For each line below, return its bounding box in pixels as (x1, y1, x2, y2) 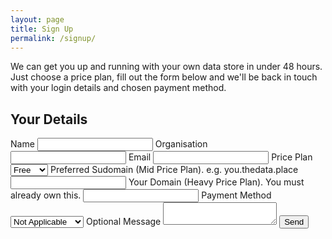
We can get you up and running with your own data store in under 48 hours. (10, 61, 323, 73)
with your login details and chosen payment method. (10, 82, 227, 94)
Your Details (10, 111, 88, 128)
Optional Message (85, 216, 162, 228)
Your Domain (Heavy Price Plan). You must (128, 176, 305, 188)
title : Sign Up (10, 24, 74, 34)
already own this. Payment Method (10, 189, 272, 201)
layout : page (10, 14, 65, 25)
